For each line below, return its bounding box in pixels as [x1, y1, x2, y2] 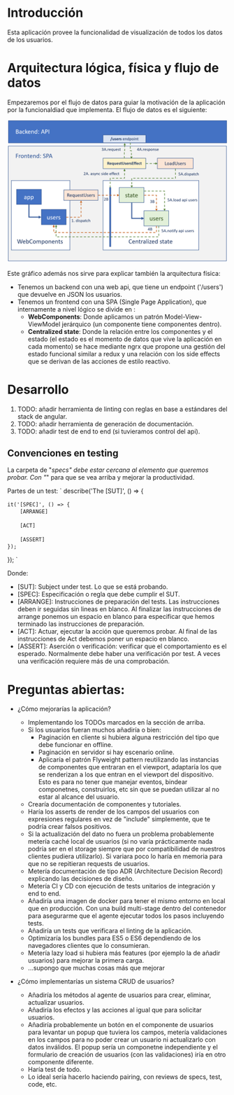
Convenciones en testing [7, 447, 119, 459]
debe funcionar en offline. [38, 741, 113, 749]
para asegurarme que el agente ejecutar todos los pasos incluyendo [27, 912, 225, 920]
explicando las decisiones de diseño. [27, 874, 135, 883]
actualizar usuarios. [27, 998, 85, 1007]
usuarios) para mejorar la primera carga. [27, 956, 145, 965]
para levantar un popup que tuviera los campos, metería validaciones [27, 1028, 228, 1037]
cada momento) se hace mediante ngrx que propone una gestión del [27, 342, 226, 351]
